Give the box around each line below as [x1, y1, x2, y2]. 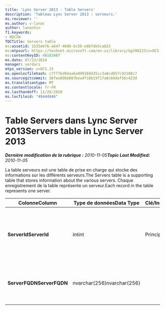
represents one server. [5, 188, 51, 194]
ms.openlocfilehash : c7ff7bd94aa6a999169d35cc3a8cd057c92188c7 [5, 71, 137, 76]
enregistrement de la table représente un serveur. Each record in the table [5, 183, 154, 189]
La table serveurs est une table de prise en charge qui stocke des [5, 167, 138, 173]
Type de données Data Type [73, 199, 140, 206]
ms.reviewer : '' [5, 16, 38, 21]
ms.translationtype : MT [5, 80, 54, 85]
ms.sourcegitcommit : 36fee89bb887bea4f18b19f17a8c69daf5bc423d [5, 76, 137, 81]
